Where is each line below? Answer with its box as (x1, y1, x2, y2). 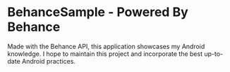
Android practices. (21, 57, 76, 65)
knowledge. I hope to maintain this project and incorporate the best (7, 50, 203, 58)
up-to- (204, 50, 224, 58)
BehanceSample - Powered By (7, 4, 188, 20)
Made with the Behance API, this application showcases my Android (7, 42, 205, 50)
